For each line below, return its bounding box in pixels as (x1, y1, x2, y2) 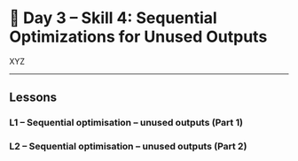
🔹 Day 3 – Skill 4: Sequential (9, 8, 217, 28)
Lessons (9, 90, 58, 105)
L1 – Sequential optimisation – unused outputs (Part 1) (9, 117, 244, 129)
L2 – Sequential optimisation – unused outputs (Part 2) (9, 141, 247, 153)
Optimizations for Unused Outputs (9, 27, 268, 47)
